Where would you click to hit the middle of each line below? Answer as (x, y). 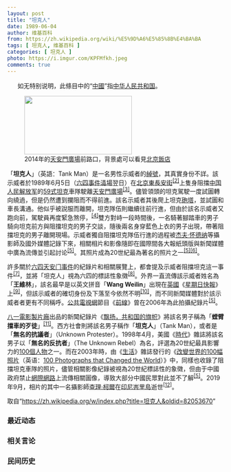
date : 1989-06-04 (32, 26)
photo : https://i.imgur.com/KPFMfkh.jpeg (67, 59)
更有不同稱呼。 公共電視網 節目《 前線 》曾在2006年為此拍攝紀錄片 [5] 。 (123, 302)
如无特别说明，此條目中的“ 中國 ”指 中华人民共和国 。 (89, 85)
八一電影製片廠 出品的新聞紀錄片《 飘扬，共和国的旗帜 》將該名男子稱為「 (109, 317)
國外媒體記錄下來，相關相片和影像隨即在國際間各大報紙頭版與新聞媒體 (124, 243)
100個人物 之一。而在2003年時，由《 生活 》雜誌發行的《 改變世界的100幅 (121, 351)
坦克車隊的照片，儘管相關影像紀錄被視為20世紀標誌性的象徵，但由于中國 (116, 369)
